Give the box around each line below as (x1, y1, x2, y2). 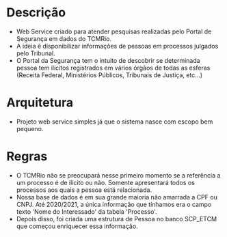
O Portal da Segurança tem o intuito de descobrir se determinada (16, 56, 200, 64)
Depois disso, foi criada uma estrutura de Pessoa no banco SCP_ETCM (16, 214, 217, 223)
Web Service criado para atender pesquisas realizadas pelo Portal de (16, 27, 212, 36)
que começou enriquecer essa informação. (16, 222, 138, 230)
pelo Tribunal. (16, 49, 55, 57)
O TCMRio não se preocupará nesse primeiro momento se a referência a (16, 171, 221, 179)
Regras (6, 149, 48, 165)
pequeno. (16, 124, 44, 133)
